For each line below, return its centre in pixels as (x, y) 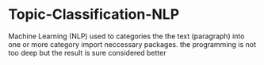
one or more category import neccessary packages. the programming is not (132, 44)
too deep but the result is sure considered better (87, 52)
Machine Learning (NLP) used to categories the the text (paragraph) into (126, 36)
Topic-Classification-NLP (94, 14)
